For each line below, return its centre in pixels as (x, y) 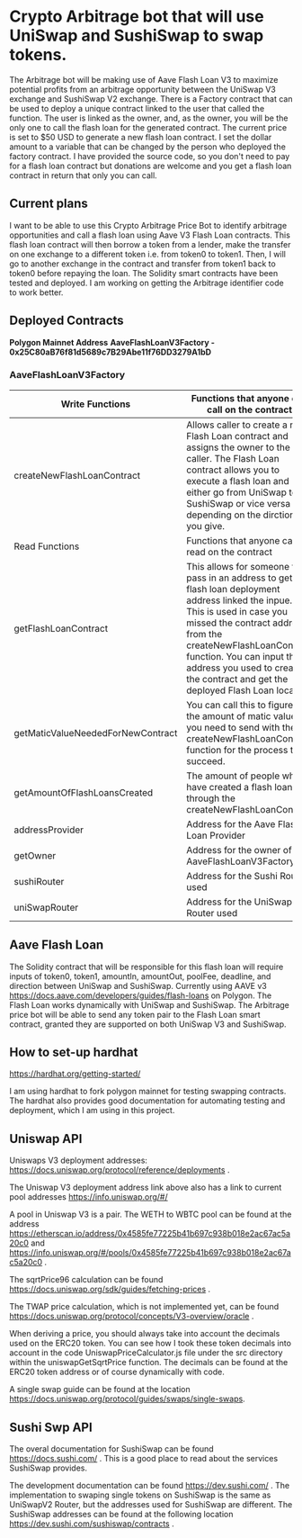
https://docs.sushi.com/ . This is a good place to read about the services (144, 1459)
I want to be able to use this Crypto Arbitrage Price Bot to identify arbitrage (148, 225)
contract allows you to (233, 470)
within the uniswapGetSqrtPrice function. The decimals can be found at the (149, 1363)
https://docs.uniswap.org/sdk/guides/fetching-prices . (110, 1290)
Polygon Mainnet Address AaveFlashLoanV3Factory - (112, 342)
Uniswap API (46, 1139)
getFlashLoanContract (61, 628)
